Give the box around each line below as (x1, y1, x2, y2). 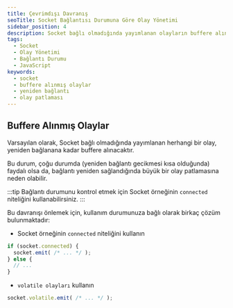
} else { (7, 255, 33, 263)
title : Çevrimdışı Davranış (7, 10, 89, 17)
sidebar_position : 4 (7, 23, 67, 30)
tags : (7, 36, 23, 43)
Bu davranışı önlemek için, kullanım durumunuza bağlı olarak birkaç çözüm (7, 208, 221, 216)
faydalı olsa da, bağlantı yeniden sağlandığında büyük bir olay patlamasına (7, 166, 220, 175)
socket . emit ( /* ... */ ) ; (13, 249, 92, 256)
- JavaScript (13, 62, 51, 69)
